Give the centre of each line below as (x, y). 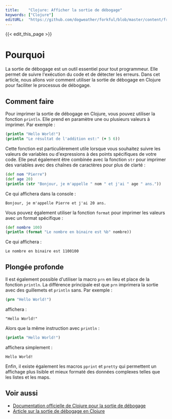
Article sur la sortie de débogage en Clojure (59, 411)
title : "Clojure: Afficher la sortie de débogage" (64, 10)
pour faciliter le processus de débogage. (48, 86)
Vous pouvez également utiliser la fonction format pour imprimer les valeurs (85, 213)
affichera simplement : (29, 347)
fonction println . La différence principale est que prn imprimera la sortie (82, 285)
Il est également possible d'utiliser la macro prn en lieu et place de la (78, 279)
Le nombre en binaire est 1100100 (42, 252)
